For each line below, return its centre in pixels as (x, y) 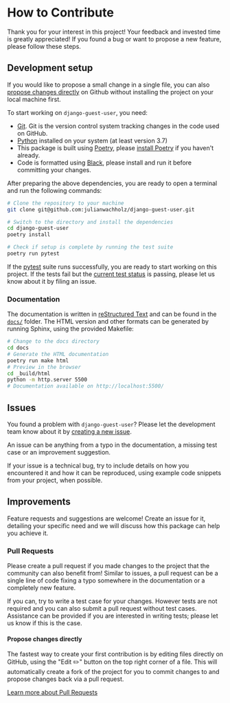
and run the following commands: (55, 190)
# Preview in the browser (44, 367)
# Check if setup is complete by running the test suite (90, 247)
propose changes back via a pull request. (66, 679)
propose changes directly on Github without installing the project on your (111, 92)
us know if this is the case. (45, 623)
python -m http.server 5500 (47, 380)
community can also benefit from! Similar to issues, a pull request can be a (113, 574)
